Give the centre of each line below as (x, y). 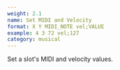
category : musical (34, 40)
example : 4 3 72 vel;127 (43, 33)
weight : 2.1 (24, 14)
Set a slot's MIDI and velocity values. (60, 59)
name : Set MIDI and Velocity (50, 20)
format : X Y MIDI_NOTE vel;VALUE (56, 26)
